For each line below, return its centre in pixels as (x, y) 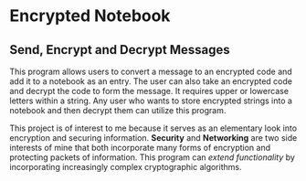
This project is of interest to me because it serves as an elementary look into (153, 128)
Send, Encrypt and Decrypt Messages (120, 50)
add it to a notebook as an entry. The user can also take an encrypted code (151, 81)
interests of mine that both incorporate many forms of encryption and (140, 148)
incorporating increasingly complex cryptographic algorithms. (126, 167)
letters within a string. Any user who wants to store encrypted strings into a (151, 101)
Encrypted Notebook (90, 16)
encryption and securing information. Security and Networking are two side (153, 138)
